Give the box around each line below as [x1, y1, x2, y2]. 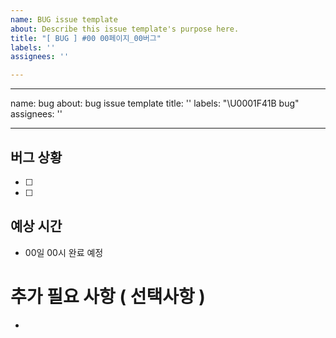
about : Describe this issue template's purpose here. [10, 24, 240, 34]
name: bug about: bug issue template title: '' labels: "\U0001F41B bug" [10, 97, 300, 110]
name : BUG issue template [10, 14, 118, 25]
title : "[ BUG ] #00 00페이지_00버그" [10, 33, 162, 43]
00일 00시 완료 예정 [24, 246, 104, 258]
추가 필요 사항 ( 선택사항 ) [10, 285, 206, 308]
